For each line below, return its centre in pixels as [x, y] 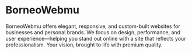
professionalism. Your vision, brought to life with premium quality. [84, 45]
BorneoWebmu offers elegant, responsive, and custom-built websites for [93, 26]
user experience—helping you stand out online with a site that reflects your [96, 38]
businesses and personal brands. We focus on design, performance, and [93, 32]
